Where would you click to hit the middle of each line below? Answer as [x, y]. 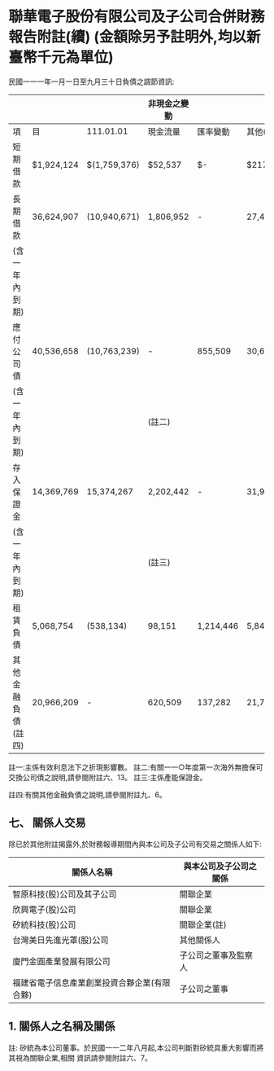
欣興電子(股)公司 [44, 909]
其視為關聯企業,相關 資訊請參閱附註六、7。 [80, 1058]
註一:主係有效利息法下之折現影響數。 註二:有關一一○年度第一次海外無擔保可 [136, 767]
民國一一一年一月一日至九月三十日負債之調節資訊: [91, 81]
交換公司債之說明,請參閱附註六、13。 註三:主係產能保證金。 [108, 777]
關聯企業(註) [203, 924]
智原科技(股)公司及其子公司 [65, 894]
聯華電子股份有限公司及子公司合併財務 [137, 17]
